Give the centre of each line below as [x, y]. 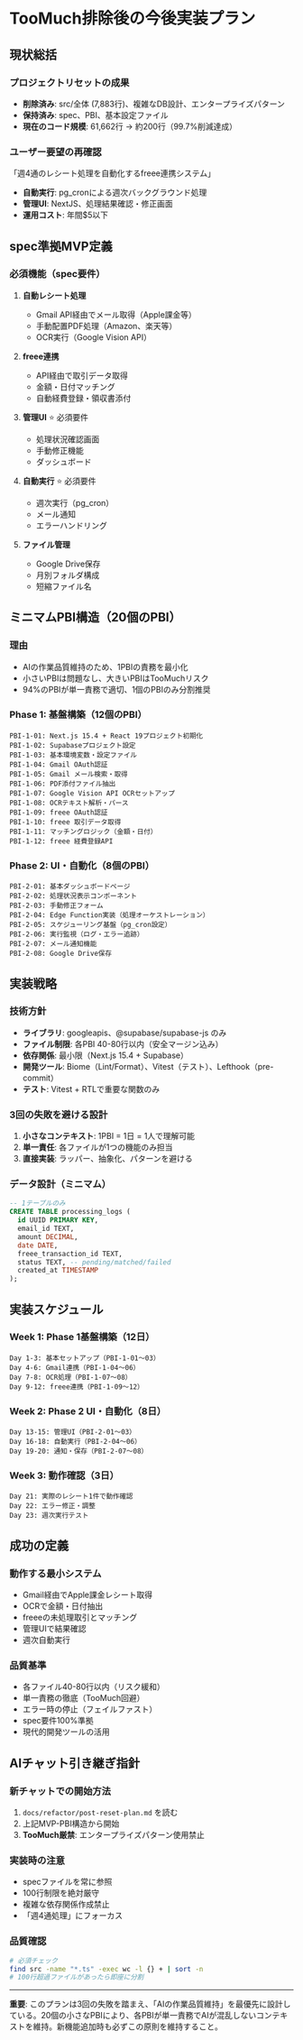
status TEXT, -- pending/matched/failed [94, 1262]
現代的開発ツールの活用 [66, 1732]
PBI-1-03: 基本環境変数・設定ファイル [73, 755]
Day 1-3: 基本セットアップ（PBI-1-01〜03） [85, 1358]
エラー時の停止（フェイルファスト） [90, 1709]
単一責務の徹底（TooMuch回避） [83, 1698]
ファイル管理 [46, 544]
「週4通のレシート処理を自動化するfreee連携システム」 [113, 173]
